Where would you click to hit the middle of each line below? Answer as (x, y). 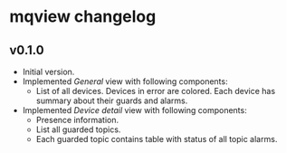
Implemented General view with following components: (125, 81)
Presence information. (77, 120)
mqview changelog (83, 17)
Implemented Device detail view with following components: (134, 110)
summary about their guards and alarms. (112, 100)
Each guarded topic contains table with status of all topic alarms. (157, 139)
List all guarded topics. (78, 129)
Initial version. (48, 72)
